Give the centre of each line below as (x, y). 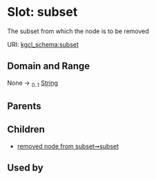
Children (26, 129)
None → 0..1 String (33, 83)
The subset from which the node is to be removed (78, 31)
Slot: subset (42, 12)
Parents (24, 106)
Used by (25, 168)
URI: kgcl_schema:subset (43, 44)
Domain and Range (49, 66)
